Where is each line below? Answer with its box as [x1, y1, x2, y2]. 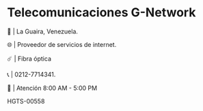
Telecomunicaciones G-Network [7, 5, 196, 20]
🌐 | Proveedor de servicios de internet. [7, 40, 117, 48]
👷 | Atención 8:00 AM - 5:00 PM [7, 84, 98, 92]
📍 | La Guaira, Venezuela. [7, 27, 79, 35]
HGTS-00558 [7, 97, 45, 105]
